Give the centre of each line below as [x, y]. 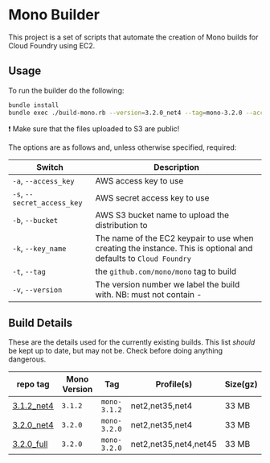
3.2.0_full [30, 444]
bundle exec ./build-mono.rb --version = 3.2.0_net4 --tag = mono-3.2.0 [125, 113]
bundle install [34, 105]
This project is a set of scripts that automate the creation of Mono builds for [133, 37]
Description [176, 167]
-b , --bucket [35, 220]
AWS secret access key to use [152, 197]
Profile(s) [174, 384]
